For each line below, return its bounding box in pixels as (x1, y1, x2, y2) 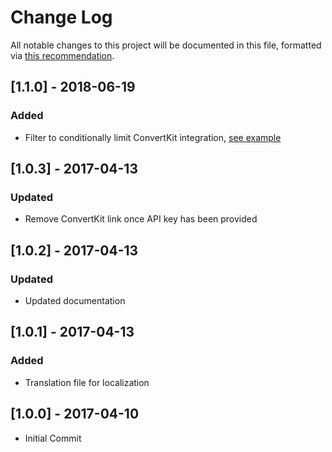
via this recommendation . (10, 49, 115, 61)
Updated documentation (24, 295, 126, 306)
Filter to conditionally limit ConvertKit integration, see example (24, 131, 282, 143)
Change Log (10, 6, 113, 29)
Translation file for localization (24, 376, 150, 388)
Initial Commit (24, 432, 82, 444)
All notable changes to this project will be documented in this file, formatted (10, 39, 322, 51)
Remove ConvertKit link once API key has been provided (24, 213, 258, 225)
